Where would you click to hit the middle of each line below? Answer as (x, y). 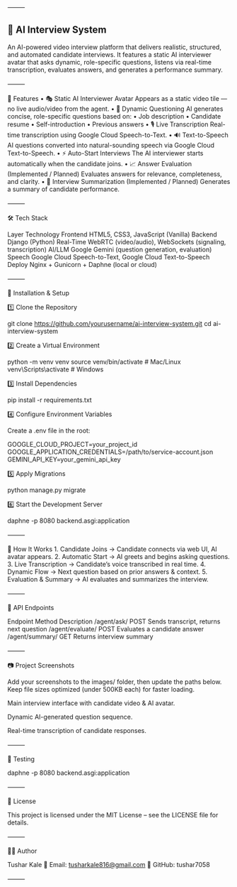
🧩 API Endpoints (31, 607)
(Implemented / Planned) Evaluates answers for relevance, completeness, (115, 174)
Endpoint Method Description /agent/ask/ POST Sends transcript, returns (114, 621)
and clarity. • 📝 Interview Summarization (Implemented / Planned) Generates (119, 181)
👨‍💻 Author (22, 851)
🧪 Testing (21, 758)
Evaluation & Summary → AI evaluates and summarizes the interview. (108, 579)
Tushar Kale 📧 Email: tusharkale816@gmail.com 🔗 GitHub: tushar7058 (109, 864)
